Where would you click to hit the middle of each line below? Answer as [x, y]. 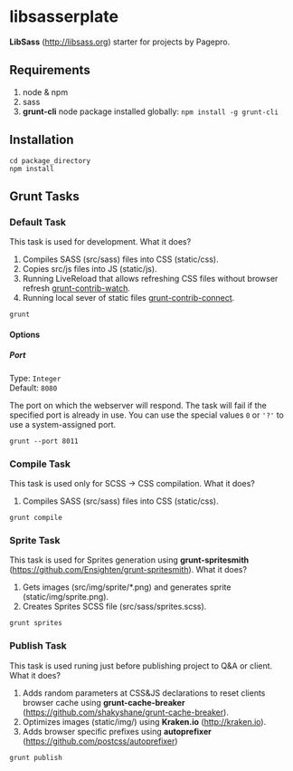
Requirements [50, 70]
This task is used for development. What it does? [100, 242]
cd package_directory [50, 160]
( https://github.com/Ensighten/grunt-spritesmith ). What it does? [128, 570]
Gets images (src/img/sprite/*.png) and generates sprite [127, 587]
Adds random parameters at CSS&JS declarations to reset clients [144, 693]
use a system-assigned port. [63, 424]
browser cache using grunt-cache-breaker [104, 702]
